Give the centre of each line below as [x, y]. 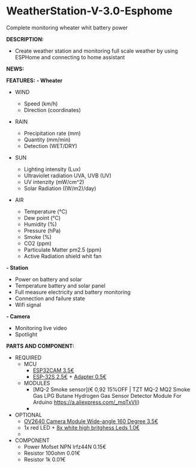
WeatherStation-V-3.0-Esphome [89, 11]
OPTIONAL [28, 415]
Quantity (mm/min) [47, 140]
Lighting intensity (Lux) [52, 169]
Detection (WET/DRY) [51, 146]
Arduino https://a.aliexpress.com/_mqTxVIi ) [86, 402]
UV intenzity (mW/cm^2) [54, 182]
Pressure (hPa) [42, 230]
